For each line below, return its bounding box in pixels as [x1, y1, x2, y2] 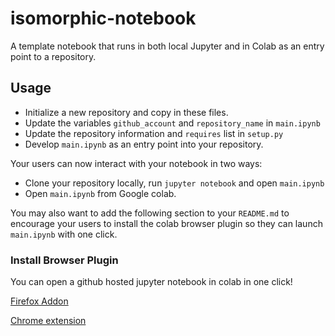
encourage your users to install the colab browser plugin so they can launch [10, 217, 323, 229]
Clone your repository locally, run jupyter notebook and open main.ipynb [24, 177, 325, 189]
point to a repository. [10, 50, 97, 62]
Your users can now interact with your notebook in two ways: [10, 157, 263, 169]
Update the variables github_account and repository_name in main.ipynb [24, 117, 321, 129]
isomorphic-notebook [10, 7, 197, 30]
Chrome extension [10, 315, 87, 327]
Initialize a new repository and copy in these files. [24, 106, 229, 118]
